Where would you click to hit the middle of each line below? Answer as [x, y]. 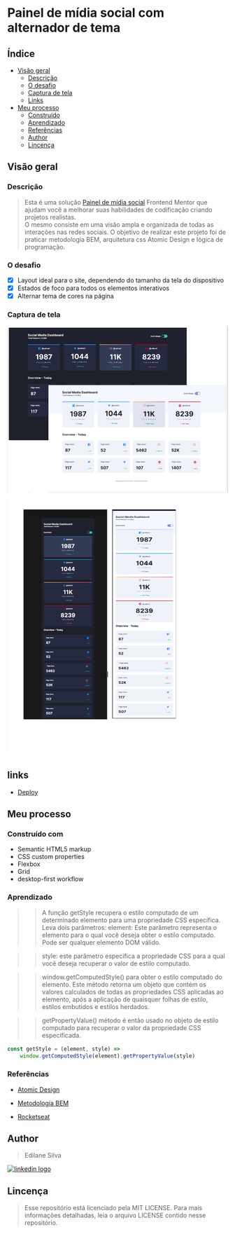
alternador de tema [64, 28]
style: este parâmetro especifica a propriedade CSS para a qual [133, 956]
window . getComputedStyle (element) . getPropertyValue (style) [108, 1056]
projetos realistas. [50, 217]
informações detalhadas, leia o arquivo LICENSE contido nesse [115, 1215]
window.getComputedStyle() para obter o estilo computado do [132, 977]
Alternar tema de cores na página [65, 296]
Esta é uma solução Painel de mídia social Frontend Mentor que [116, 202]
